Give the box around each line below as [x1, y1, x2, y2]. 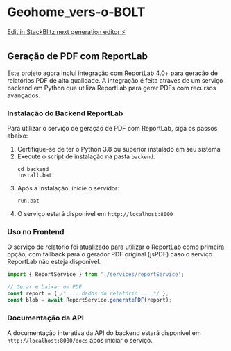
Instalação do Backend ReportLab [7, 108, 123, 118]
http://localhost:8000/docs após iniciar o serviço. [7, 336, 153, 345]
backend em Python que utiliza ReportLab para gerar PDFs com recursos [7, 83, 216, 92]
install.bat [17, 172, 52, 179]
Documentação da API [7, 313, 85, 323]
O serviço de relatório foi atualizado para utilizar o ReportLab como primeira [7, 243, 225, 251]
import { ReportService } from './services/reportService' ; [7, 271, 185, 278]
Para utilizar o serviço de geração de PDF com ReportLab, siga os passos [7, 124, 218, 133]
